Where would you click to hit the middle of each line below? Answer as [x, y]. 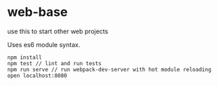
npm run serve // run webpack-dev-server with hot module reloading [109, 69]
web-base [38, 12]
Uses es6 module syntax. [44, 44]
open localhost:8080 [38, 76]
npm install [25, 57]
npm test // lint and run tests [54, 63]
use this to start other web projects [58, 31]
